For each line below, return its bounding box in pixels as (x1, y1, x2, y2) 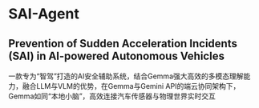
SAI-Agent (8, 5, 80, 23)
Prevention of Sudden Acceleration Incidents (8, 37, 238, 50)
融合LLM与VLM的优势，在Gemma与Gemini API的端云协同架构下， (22, 82, 241, 90)
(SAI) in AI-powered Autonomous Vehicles (8, 49, 225, 62)
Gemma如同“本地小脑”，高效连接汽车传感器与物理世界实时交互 (8, 91, 217, 101)
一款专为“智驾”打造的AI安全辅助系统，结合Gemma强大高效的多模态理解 (8, 71, 244, 81)
